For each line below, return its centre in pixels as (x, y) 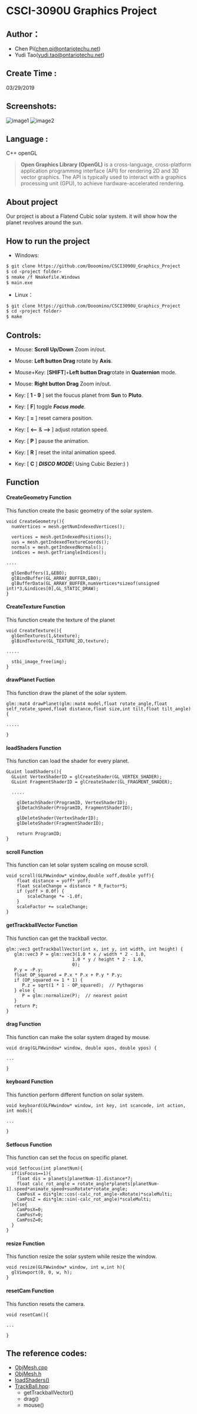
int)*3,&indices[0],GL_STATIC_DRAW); (52, 589)
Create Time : (32, 74)
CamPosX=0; (30, 1210)
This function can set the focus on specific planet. (67, 1158)
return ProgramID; (39, 834)
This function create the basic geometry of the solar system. (80, 510)
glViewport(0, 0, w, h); (42, 1273)
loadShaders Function (34, 747)
